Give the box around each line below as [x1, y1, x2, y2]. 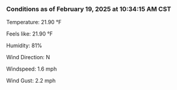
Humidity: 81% [6, 42, 43, 50]
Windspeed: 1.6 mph [6, 65, 57, 72]
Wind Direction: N [6, 54, 50, 61]
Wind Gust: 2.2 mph [6, 77, 56, 85]
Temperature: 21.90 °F [6, 19, 62, 26]
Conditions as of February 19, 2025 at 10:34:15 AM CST [6, 5, 172, 13]
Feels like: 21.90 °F [6, 30, 53, 37]
